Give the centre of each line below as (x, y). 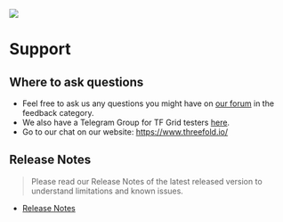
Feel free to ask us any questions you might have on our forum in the (148, 103)
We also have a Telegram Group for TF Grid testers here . (125, 122)
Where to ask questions (77, 82)
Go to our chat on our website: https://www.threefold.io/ (125, 132)
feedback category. (58, 113)
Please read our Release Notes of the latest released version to (146, 181)
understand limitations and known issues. (107, 191)
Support (40, 49)
